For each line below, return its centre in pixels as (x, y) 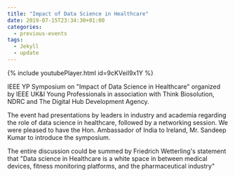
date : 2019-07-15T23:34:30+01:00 (56, 20)
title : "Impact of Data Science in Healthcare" (78, 14)
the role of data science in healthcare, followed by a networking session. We (117, 122)
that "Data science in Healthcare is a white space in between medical (108, 158)
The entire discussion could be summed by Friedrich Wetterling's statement (117, 151)
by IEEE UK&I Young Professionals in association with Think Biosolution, (111, 94)
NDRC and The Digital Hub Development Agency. (78, 101)
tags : (15, 40)
